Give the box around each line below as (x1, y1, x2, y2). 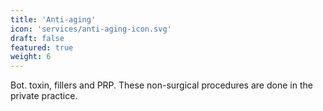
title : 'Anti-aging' (10, 14, 97, 25)
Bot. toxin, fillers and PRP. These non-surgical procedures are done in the (10, 79, 313, 91)
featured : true (10, 42, 74, 53)
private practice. (10, 90, 78, 102)
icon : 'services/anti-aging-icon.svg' (10, 24, 172, 34)
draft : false (10, 33, 65, 43)
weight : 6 (10, 52, 52, 62)
